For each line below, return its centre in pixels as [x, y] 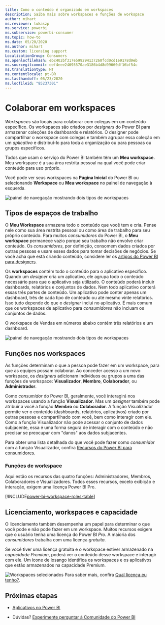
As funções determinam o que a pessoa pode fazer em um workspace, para [82, 365]
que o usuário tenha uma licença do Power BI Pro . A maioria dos [70, 534]
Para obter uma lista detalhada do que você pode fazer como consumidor [80, 442]
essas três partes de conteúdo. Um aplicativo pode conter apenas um [76, 292]
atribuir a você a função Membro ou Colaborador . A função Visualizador [79, 407]
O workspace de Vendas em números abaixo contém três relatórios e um [79, 323]
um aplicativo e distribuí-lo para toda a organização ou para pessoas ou [78, 143]
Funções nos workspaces [45, 354]
